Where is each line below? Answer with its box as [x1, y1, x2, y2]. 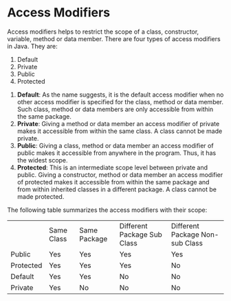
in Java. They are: [7, 42, 58, 50]
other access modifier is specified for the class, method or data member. [16, 97, 224, 106]
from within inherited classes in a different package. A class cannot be [16, 185, 217, 193]
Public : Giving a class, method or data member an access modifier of [16, 141, 214, 149]
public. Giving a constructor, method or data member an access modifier [16, 170, 223, 179]
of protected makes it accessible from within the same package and [16, 178, 210, 186]
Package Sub [119, 230, 163, 239]
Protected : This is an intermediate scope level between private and [16, 163, 208, 171]
